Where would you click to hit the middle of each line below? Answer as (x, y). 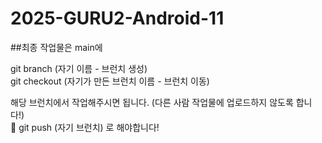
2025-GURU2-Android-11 (117, 18)
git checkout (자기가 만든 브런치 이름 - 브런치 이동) (110, 81)
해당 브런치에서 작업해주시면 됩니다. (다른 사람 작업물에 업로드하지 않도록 (152, 102)
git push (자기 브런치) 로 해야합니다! (89, 127)
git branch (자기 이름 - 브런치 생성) (79, 68)
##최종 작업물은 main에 (56, 47)
